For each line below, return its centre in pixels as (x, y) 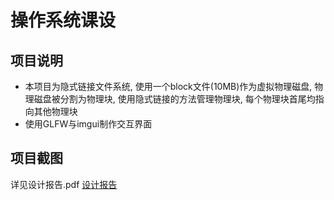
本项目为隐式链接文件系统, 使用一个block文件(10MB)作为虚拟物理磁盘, (168, 86)
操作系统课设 (63, 20)
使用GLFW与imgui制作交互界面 (88, 124)
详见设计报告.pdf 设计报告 (64, 184)
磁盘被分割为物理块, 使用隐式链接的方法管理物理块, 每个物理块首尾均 (174, 99)
